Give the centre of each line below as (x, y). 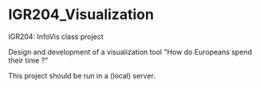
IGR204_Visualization (81, 15)
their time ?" (28, 60)
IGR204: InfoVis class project (56, 36)
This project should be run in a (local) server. (82, 75)
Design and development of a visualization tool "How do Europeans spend (130, 52)
